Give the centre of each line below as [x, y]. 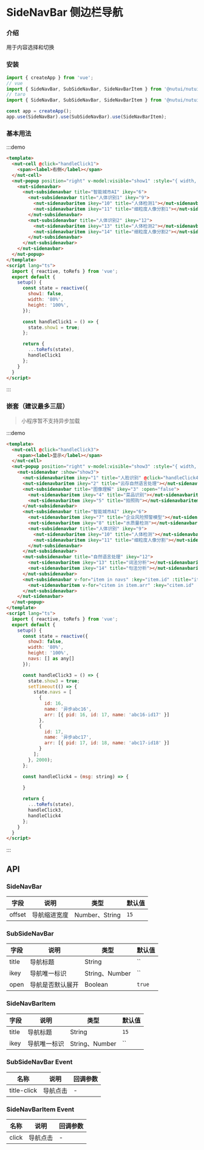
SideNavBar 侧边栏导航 [65, 12]
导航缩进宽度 [50, 915]
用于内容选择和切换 [30, 47]
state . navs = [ [52, 692]
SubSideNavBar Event [39, 1062]
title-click [23, 1090]
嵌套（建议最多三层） [37, 406]
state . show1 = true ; [54, 327]
